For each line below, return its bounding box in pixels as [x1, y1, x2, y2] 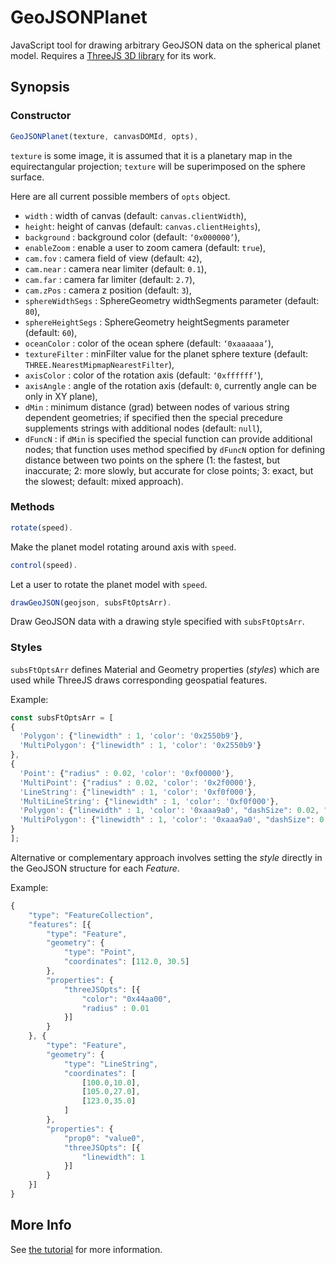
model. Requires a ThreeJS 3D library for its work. [10, 49, 217, 61]
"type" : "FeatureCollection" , [28, 910, 155, 920]
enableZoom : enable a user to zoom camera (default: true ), [24, 241, 266, 253]
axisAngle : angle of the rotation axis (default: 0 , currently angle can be [24, 379, 317, 391]
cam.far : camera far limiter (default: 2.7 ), [24, 273, 196, 285]
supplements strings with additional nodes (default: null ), [24, 422, 263, 434]
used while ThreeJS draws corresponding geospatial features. [10, 674, 268, 686]
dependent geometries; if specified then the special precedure [24, 411, 283, 423]
